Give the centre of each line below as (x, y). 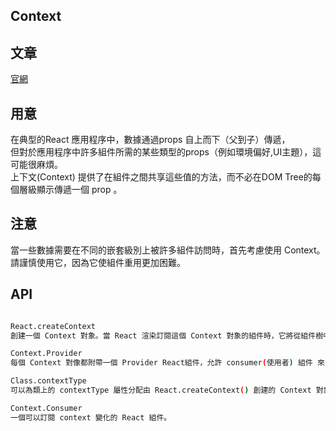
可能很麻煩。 (36, 165)
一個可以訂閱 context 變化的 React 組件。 (91, 417)
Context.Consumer (46, 408)
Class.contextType (48, 381)
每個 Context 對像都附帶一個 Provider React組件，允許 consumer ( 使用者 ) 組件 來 (167, 363)
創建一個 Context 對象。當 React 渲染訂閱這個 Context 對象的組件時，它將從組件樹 (167, 335)
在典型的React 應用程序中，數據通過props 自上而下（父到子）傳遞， (150, 140)
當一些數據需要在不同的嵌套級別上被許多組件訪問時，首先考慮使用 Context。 (168, 250)
